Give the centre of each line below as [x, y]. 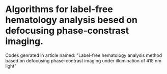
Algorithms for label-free [59, 9]
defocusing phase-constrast [67, 31]
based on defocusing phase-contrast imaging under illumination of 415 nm [83, 60]
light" [11, 66]
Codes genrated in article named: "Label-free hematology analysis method [84, 55]
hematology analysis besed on [71, 20]
